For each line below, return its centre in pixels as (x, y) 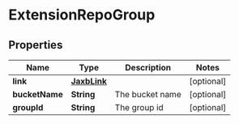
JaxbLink (89, 81)
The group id (139, 107)
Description (148, 68)
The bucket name (148, 94)
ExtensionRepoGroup (82, 15)
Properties (36, 45)
